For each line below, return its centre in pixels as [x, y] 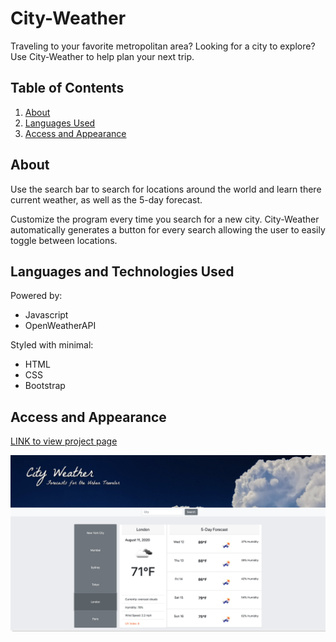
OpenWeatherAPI [60, 326]
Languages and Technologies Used [122, 271]
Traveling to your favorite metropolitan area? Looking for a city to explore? [163, 46]
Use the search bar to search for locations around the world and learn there [166, 189]
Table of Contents [67, 88]
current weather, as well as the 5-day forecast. [106, 199]
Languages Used [60, 123]
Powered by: [36, 296]
